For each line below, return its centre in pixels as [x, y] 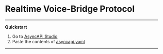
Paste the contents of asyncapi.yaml [49, 41]
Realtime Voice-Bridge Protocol [70, 9]
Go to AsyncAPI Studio [35, 36]
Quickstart [16, 27]
